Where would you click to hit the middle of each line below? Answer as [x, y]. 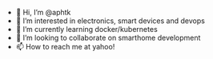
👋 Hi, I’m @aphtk [43, 12]
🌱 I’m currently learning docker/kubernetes [86, 29]
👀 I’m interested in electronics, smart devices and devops [111, 21]
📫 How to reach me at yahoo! [65, 47]
